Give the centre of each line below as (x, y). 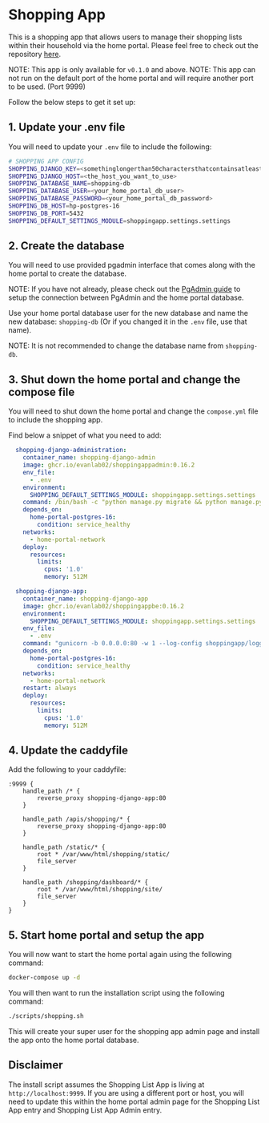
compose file (42, 392)
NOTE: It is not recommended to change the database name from (116, 345)
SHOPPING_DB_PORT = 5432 (46, 213)
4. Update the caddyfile (68, 751)
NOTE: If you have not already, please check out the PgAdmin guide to (124, 289)
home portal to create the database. (67, 273)
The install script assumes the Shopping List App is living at (106, 1085)
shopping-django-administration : (71, 450)
